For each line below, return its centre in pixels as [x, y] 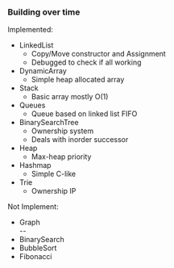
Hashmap [35, 165]
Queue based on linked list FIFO [84, 114]
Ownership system [62, 131]
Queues [32, 105]
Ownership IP [54, 191]
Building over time [44, 12]
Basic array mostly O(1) [70, 97]
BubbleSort [38, 248]
